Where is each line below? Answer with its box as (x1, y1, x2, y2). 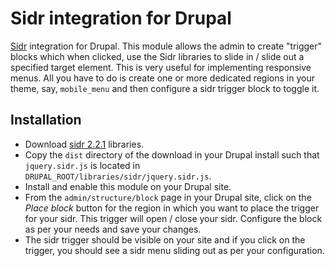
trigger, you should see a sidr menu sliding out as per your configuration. (24, 244, 325, 256)
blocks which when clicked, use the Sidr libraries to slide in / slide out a (10, 50, 305, 62)
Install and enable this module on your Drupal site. (24, 180, 232, 192)
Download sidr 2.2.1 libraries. (24, 138, 145, 150)
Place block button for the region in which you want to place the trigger (24, 202, 320, 214)
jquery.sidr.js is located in (24, 159, 141, 171)
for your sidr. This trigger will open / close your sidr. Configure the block (24, 212, 323, 224)
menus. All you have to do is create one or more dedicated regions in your (10, 72, 315, 84)
